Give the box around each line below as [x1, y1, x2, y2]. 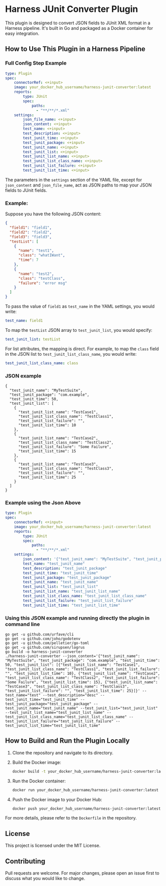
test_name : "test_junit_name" [23, 561, 85, 566]
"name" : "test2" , [18, 271, 54, 276]
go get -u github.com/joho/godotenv [5, 636, 81, 641]
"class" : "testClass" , [18, 276, 65, 281]
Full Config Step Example [5, 60, 67, 66]
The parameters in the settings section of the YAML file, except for [5, 177, 142, 183]
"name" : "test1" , [18, 248, 54, 253]
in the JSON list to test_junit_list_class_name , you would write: [5, 351, 137, 357]
